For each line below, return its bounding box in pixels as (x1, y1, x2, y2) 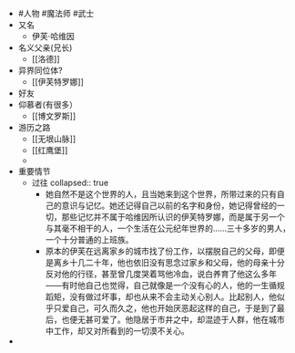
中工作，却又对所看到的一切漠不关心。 (45, 326, 189, 336)
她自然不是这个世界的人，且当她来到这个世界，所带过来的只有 (45, 189, 278, 199)
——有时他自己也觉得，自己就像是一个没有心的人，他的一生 (45, 280, 270, 290)
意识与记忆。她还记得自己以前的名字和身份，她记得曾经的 (61, 200, 278, 211)
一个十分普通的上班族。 (45, 234, 134, 244)
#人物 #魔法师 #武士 (17, 8, 95, 18)
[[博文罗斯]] (31, 110, 76, 121)
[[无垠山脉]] (31, 133, 76, 144)
